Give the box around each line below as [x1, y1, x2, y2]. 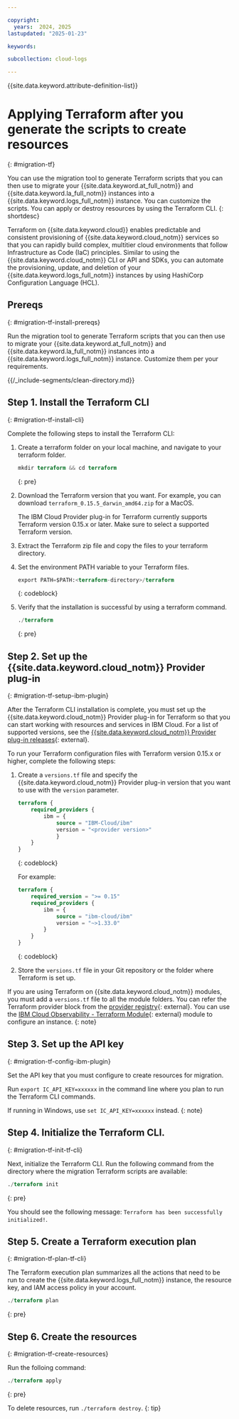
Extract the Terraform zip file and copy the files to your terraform [17, 541, 208, 550]
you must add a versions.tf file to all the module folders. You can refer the [7, 995, 227, 1003]
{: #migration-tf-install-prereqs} [7, 318, 101, 326]
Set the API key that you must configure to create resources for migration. [7, 1071, 224, 1079]
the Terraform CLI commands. [7, 1092, 96, 1101]
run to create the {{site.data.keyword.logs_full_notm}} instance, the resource [7, 1276, 232, 1284]
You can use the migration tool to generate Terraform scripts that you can [7, 174, 223, 182]
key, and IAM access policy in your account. [7, 1283, 137, 1292]
